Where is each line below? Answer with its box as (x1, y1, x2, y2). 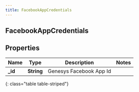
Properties (5, 44, 40, 53)
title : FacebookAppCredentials (5, 7, 72, 13)
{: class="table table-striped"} (5, 80, 69, 87)
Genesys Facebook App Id (48, 67, 111, 75)
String (27, 67, 43, 75)
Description (64, 59, 95, 66)
